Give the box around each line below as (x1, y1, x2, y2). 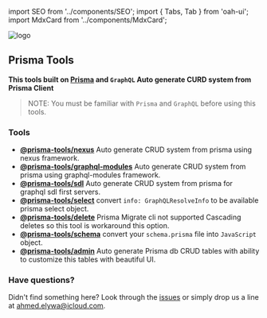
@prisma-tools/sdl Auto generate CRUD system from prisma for (19, 179, 234, 188)
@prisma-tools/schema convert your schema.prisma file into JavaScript (19, 230, 257, 239)
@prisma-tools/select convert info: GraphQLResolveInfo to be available (19, 196, 259, 205)
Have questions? (8, 274, 75, 285)
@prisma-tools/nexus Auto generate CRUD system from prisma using (19, 145, 253, 154)
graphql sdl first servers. (19, 187, 101, 197)
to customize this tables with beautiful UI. (19, 254, 156, 265)
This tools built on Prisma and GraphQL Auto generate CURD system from (8, 75, 252, 84)
